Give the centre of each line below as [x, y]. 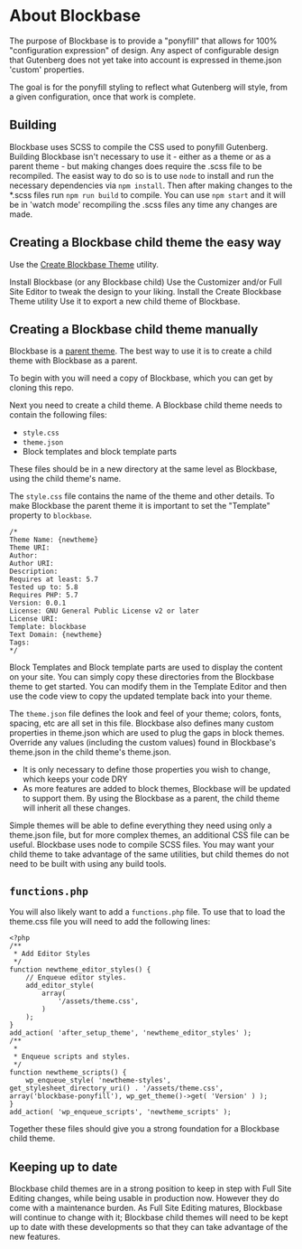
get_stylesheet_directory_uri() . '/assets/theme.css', [116, 1089]
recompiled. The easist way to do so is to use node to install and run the [142, 175]
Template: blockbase [48, 627]
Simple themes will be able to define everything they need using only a [141, 826]
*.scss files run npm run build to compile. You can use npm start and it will [147, 194]
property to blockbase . [51, 515]
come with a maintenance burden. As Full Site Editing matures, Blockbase [146, 1208]
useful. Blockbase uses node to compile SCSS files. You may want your [142, 845]
